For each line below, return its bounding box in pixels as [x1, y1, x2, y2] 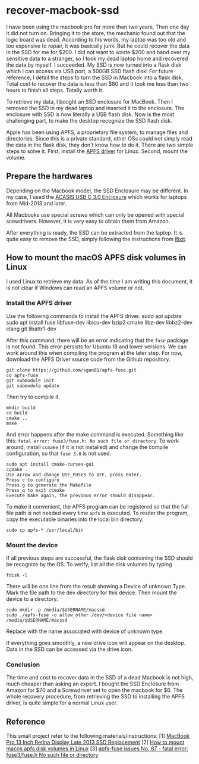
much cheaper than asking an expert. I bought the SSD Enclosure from [6, 680, 179, 688]
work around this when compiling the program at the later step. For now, [6, 349, 183, 356]
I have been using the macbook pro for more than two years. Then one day [6, 23, 189, 30]
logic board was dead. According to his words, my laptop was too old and [6, 36, 187, 43]
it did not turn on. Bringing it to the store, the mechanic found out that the [6, 29, 185, 36]
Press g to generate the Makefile [6, 482, 92, 488]
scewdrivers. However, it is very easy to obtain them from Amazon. [6, 217, 170, 224]
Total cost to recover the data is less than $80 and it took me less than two [6, 80, 189, 87]
